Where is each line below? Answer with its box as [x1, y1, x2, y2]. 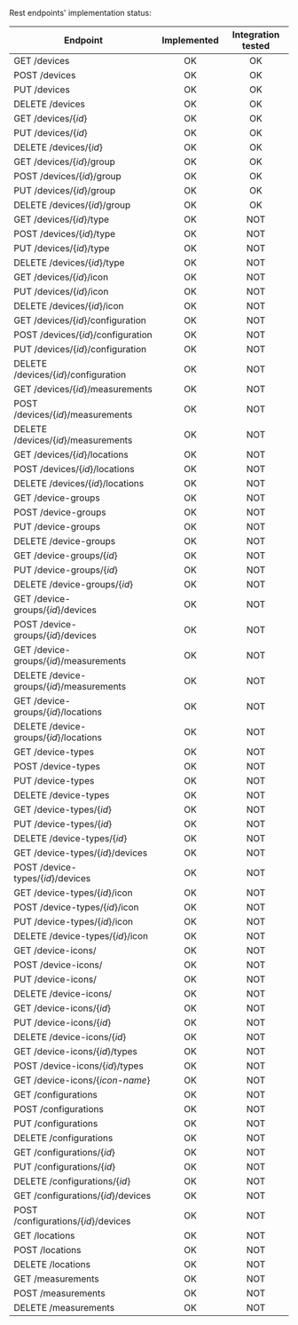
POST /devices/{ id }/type [13, 228, 116, 240]
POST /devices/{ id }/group [13, 170, 122, 182]
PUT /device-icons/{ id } [13, 1016, 112, 1029]
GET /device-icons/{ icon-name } [13, 1074, 151, 1086]
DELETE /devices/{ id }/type [13, 256, 125, 269]
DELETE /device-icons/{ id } [13, 1031, 127, 1043]
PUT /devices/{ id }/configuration [13, 343, 147, 355]
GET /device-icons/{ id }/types [13, 1045, 137, 1057]
